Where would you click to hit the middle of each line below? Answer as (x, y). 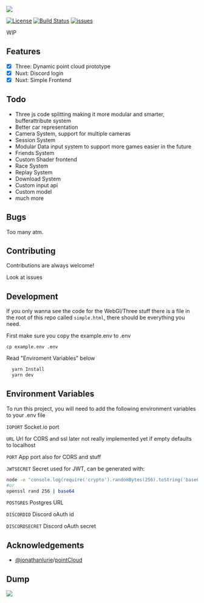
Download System (38, 179)
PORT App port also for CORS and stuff (54, 457)
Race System (32, 166)
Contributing (31, 251)
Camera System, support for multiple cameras (73, 133)
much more (29, 198)
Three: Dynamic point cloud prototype (63, 66)
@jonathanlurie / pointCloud (49, 560)
